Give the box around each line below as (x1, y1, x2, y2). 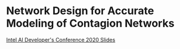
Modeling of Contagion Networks (6, 17, 175, 30)
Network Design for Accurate (6, 4, 154, 18)
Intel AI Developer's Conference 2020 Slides (6, 36, 116, 43)
